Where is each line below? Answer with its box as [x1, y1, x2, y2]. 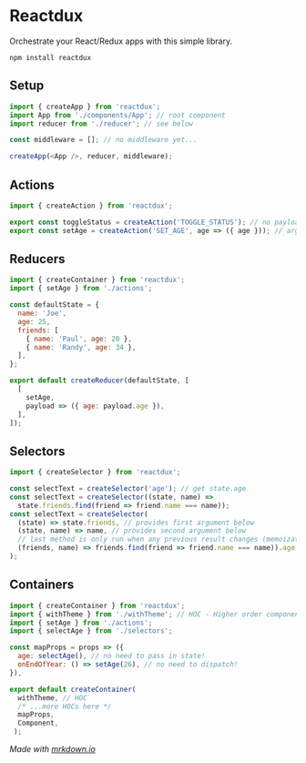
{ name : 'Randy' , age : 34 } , [25, 342, 137, 351]
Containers [9, 577, 75, 593]
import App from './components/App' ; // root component [9, 110, 226, 119]
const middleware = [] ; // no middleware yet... [9, 136, 198, 145]
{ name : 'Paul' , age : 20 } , [25, 334, 132, 343]
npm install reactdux [9, 53, 92, 62]
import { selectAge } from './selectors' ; [9, 626, 173, 636]
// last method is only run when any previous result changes [17, 534, 259, 544]
